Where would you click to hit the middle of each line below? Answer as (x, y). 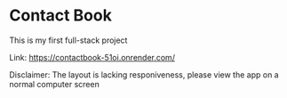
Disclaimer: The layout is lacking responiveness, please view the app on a (144, 74)
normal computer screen (54, 84)
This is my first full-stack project (68, 40)
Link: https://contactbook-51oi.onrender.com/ (92, 57)
